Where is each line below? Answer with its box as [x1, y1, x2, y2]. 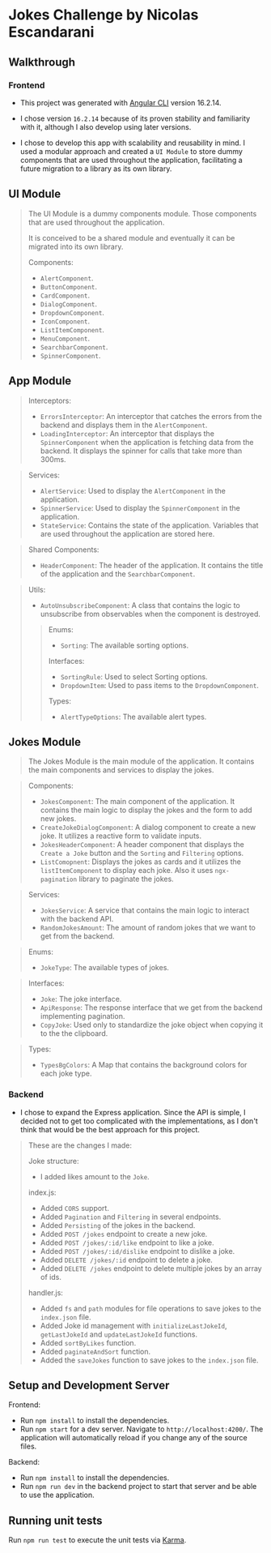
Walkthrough [8, 55, 75, 69]
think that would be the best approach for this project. [19, 1124, 200, 1134]
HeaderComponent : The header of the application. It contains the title [40, 560, 264, 570]
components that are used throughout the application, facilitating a [19, 155, 243, 165]
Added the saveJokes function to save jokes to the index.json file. [40, 1355, 259, 1365]
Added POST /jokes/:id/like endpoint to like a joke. [40, 1238, 214, 1247]
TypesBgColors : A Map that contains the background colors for [40, 1060, 248, 1070]
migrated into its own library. [28, 242, 124, 251]
